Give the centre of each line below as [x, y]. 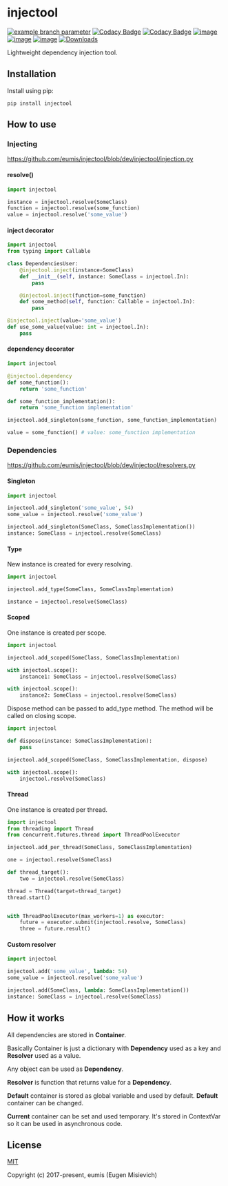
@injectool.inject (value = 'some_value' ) [64, 321]
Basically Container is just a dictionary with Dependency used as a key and [114, 1048]
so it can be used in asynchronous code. [65, 1123]
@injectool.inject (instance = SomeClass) [77, 270]
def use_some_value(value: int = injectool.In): [78, 327]
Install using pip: [30, 90]
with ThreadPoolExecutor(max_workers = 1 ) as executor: [86, 916]
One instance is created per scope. [57, 633]
